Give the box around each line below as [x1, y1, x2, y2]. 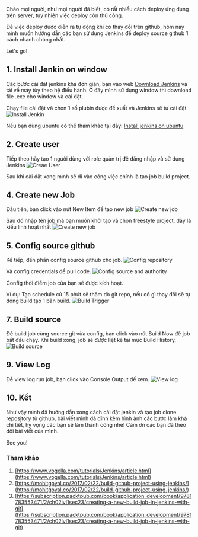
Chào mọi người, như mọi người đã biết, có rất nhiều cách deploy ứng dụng [6, 6, 189, 12]
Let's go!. [6, 47, 30, 55]
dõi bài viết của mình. [6, 427, 59, 434]
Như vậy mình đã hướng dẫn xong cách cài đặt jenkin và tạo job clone [6, 408, 177, 415]
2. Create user [6, 139, 60, 149]
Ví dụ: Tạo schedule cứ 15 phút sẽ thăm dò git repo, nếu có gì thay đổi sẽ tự [6, 291, 191, 298]
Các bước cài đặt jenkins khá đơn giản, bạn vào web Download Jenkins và [6, 80, 188, 87]
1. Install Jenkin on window [6, 65, 108, 75]
